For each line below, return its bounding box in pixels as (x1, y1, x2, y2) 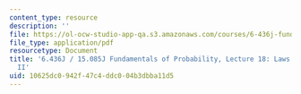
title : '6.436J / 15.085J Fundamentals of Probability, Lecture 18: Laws (9, 55, 291, 64)
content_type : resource (9, 13, 99, 22)
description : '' (9, 21, 70, 30)
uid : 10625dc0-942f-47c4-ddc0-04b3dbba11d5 (9, 72, 175, 81)
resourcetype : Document (9, 47, 99, 56)
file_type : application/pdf (9, 38, 115, 47)
